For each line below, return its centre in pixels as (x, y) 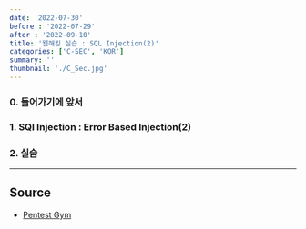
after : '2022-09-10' (51, 35)
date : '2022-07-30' (46, 18)
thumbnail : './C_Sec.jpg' (58, 69)
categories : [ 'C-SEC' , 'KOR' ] (67, 52)
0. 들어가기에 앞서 (46, 102)
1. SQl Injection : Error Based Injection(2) (100, 126)
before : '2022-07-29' (52, 26)
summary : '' (32, 60)
